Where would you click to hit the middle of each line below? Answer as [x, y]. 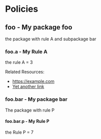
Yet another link [28, 86]
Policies [22, 9]
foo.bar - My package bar [36, 99]
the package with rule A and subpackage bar [51, 39]
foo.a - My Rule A [26, 52]
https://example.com [33, 82]
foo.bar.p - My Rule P [27, 121]
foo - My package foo [39, 27]
